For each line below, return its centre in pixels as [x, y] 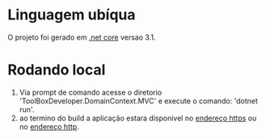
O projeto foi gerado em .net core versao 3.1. [82, 37]
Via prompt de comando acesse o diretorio [91, 92]
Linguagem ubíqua [72, 15]
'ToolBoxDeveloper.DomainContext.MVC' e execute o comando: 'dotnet [138, 101]
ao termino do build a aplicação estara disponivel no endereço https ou [138, 118]
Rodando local [57, 70]
